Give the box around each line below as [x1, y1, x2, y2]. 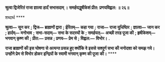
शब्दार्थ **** [5, 15, 25, 20]
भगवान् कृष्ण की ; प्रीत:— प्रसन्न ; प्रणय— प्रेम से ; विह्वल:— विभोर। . [5, 35, 110, 41]
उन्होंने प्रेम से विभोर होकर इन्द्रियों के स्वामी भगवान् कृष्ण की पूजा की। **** [5, 51, 117, 57]
